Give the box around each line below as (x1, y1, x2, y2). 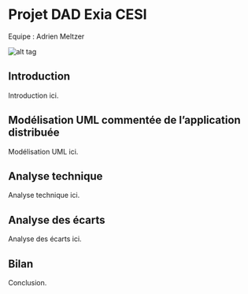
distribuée (8, 126, 61, 140)
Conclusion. (8, 278, 47, 287)
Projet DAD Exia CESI (8, 6, 147, 24)
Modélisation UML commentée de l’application (8, 114, 242, 127)
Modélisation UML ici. (8, 147, 79, 156)
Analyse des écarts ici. (8, 234, 82, 244)
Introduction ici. (8, 91, 59, 100)
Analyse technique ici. (8, 191, 80, 200)
